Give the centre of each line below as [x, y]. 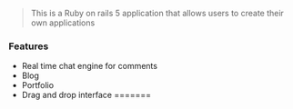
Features [29, 46]
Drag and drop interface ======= [86, 95]
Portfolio [38, 85]
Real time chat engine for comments [90, 66]
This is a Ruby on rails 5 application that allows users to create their [157, 13]
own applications [63, 23]
